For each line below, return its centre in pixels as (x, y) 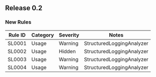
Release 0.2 (24, 8)
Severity (69, 35)
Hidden (67, 51)
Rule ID (17, 35)
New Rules (18, 22)
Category (43, 35)
